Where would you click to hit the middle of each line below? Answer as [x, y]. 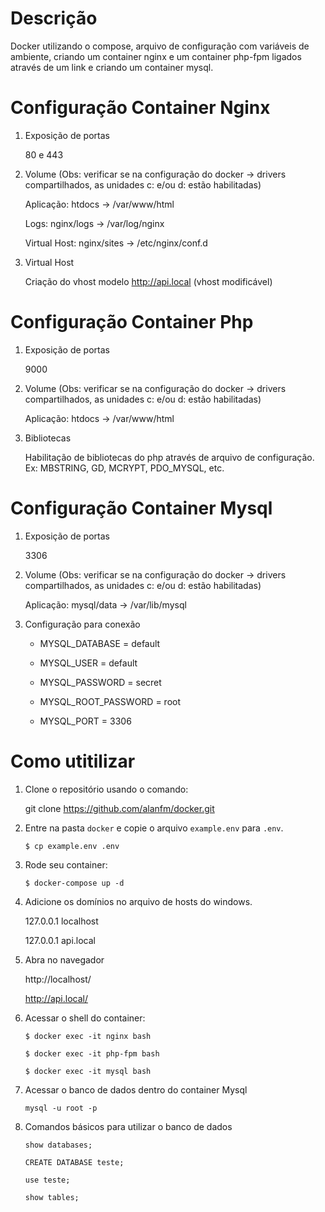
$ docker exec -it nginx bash [88, 1036]
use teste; [47, 1180]
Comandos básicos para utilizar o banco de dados [128, 1126]
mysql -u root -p [61, 1108]
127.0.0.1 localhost [61, 921]
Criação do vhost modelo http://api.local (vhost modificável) [148, 281]
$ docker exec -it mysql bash [88, 1071]
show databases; [58, 1145]
